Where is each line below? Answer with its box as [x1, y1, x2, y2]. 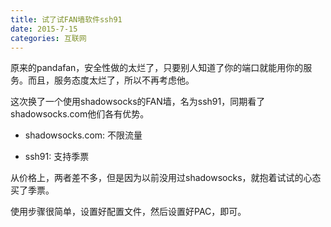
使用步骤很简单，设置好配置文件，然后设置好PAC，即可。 [10, 206, 247, 218]
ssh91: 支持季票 [24, 151, 90, 163]
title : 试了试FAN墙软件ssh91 [10, 14, 123, 25]
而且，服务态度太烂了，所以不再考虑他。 [27, 74, 195, 86]
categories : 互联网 [10, 33, 87, 43]
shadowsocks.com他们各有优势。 [10, 108, 150, 120]
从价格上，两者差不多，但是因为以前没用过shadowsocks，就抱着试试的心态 [10, 172, 322, 184]
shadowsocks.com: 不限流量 [24, 129, 143, 141]
